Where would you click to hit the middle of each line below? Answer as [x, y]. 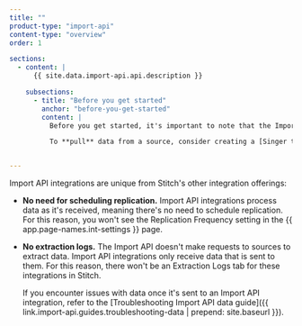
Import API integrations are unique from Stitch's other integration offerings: [148, 183]
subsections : [50, 92]
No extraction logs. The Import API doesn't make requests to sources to [156, 247]
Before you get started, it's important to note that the [160, 126]
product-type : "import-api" [62, 26]
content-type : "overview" [58, 34]
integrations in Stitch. [62, 276]
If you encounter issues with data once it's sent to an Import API [141, 293]
